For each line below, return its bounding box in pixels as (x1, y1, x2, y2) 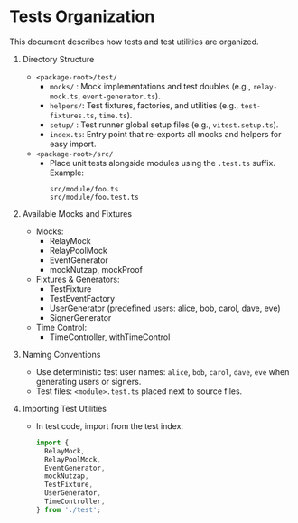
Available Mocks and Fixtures (22, 208, 133, 219)
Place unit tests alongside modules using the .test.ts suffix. (49, 157, 275, 168)
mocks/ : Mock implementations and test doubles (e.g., (49, 80, 251, 91)
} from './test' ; (35, 505, 102, 514)
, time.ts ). (94, 109, 133, 120)
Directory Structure (22, 53, 95, 64)
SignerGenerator (49, 312, 112, 322)
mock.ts (49, 92, 79, 101)
